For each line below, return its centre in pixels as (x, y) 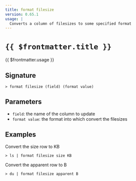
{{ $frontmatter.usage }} (30, 60)
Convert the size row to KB (32, 146)
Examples (21, 135)
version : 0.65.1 (22, 14)
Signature (21, 75)
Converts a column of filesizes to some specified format (71, 23)
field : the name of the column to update (54, 114)
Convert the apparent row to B (36, 165)
